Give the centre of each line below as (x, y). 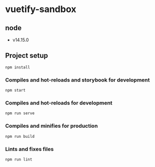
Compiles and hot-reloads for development (59, 103)
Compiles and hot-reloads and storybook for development (77, 80)
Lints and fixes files (30, 149)
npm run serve (20, 113)
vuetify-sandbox (41, 9)
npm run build (20, 136)
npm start (16, 91)
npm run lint (19, 159)
